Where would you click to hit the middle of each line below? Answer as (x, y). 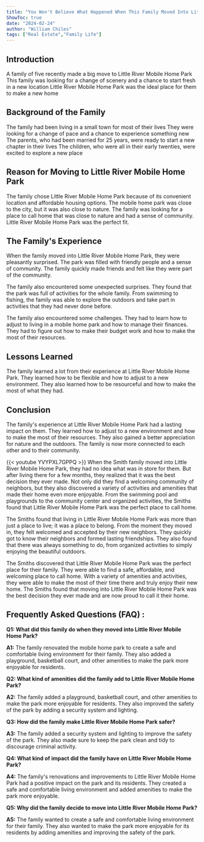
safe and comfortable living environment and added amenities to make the (99, 789)
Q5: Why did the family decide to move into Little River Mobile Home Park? (102, 807)
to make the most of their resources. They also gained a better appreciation (101, 437)
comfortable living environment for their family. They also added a (89, 654)
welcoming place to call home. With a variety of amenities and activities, (97, 576)
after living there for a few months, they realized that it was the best (91, 475)
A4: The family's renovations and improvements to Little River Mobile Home (101, 776)
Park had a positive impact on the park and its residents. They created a (96, 783)
